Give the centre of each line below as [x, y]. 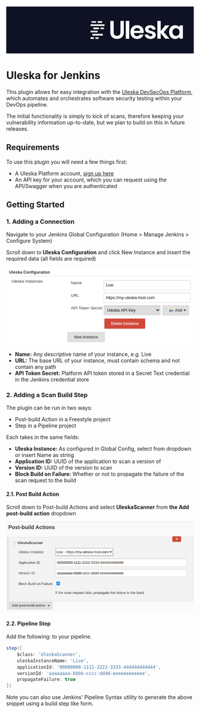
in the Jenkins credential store [52, 379]
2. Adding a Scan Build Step [47, 395]
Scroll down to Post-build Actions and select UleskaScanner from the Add [98, 507]
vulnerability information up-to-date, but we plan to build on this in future [96, 122]
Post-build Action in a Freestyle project [62, 419]
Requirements [33, 147]
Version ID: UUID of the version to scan [63, 467]
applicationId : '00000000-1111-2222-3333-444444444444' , [89, 667]
